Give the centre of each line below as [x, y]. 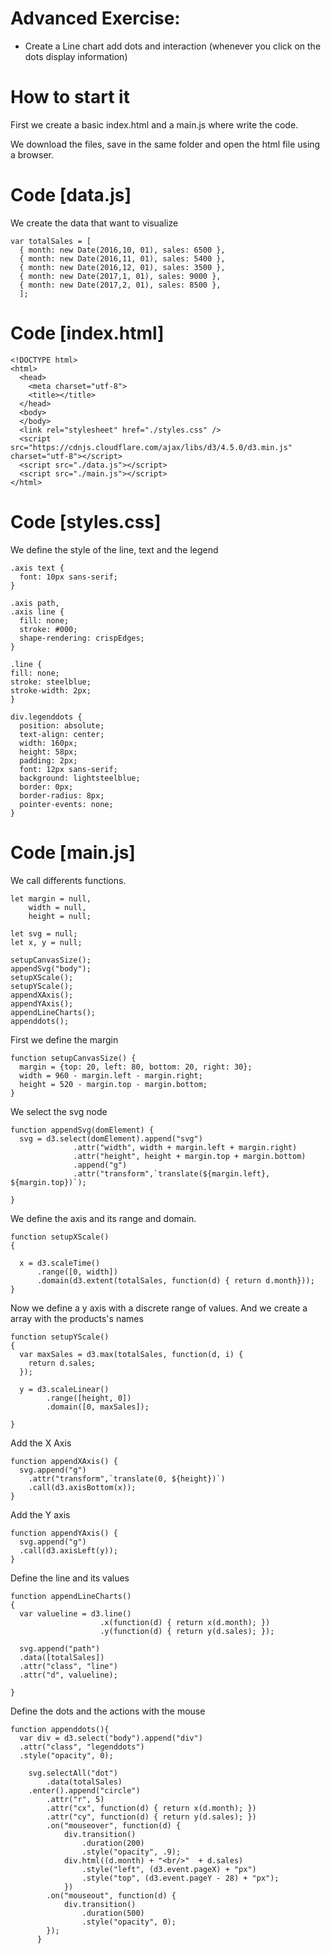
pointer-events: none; [66, 804]
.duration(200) [113, 1843]
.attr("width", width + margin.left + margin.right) [185, 1147]
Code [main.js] [73, 852]
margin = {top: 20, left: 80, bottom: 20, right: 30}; [136, 1067]
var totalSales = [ [51, 241]
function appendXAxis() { [64, 1461]
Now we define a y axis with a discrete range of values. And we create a [159, 1308]
